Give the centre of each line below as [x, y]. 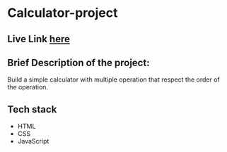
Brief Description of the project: [78, 62]
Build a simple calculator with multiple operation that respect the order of [114, 80]
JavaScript [33, 141]
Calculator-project [63, 13]
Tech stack [32, 109]
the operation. [28, 87]
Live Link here [39, 39]
